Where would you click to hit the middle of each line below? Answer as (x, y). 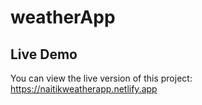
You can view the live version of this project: (101, 78)
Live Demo (44, 54)
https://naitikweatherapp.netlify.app (84, 89)
